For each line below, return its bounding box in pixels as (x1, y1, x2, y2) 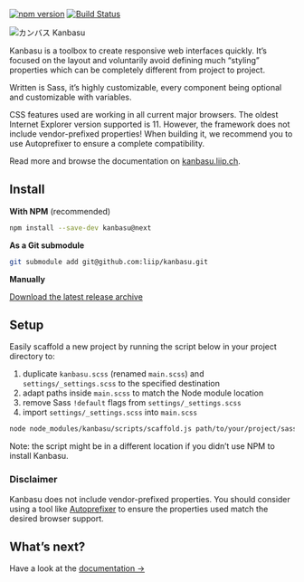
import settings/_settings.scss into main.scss (22, 407, 197, 418)
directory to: (9, 351, 56, 362)
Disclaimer (9, 473, 58, 486)
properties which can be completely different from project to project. (9, 64, 265, 75)
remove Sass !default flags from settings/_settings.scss (22, 397, 242, 408)
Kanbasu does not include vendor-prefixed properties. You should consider (9, 493, 291, 504)
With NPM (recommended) (9, 205, 111, 216)
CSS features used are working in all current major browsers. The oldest (9, 110, 279, 119)
